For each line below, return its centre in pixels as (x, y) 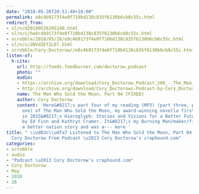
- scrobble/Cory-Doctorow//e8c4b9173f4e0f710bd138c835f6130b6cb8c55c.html (100, 50)
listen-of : (20, 56)
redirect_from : (25, 22)
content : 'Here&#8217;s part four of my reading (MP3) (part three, (103, 105)
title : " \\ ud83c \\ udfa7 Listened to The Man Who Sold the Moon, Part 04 (99, 133)
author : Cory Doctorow (45, 99)
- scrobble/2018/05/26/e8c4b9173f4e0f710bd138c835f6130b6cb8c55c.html (95, 39)
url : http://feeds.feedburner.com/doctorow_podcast (82, 67)
